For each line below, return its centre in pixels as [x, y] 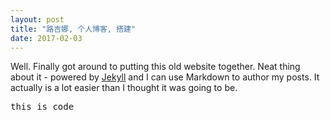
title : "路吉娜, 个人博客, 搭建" [73, 29]
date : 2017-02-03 [46, 38]
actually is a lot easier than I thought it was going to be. [124, 88]
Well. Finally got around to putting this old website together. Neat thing [155, 67]
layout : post [37, 19]
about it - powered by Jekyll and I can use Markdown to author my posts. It [165, 77]
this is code [42, 107]
